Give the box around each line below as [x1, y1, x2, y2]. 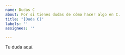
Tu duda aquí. [5, 44, 34, 50]
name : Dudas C [5, 7, 35, 12]
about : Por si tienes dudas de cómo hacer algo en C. [5, 12, 121, 17]
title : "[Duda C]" [5, 16, 44, 21]
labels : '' [5, 21, 28, 26]
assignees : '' [5, 26, 35, 31]
